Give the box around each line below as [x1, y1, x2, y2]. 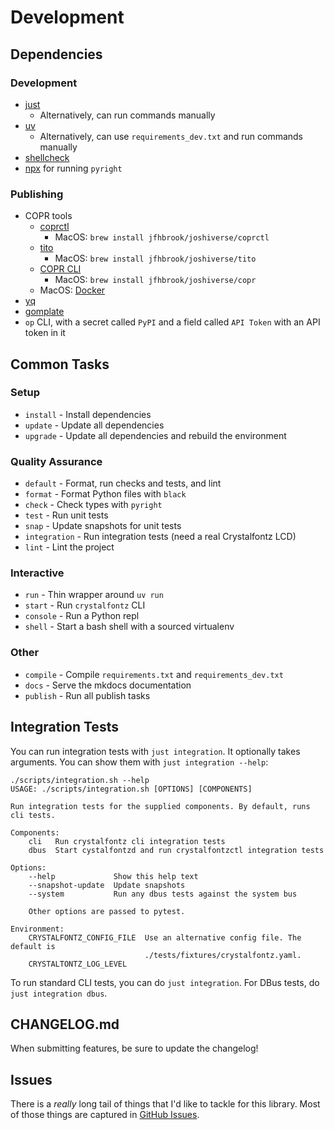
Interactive [10, 566, 65, 580]
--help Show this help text [28, 871, 199, 881]
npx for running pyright [24, 162, 123, 174]
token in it [24, 327, 66, 339]
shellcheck [24, 151, 70, 163]
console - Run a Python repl [24, 610, 140, 622]
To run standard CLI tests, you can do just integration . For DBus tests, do [10, 976, 320, 988]
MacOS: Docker [39, 284, 106, 296]
